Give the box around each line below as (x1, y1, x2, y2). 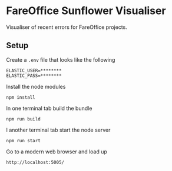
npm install (6, 94, 35, 100)
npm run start (6, 138, 41, 143)
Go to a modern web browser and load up (6, 148, 108, 155)
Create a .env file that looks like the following (6, 56, 115, 63)
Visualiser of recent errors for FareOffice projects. (6, 24, 128, 31)
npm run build (6, 116, 41, 122)
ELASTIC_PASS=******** (6, 72, 62, 79)
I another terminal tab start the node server (6, 126, 111, 133)
